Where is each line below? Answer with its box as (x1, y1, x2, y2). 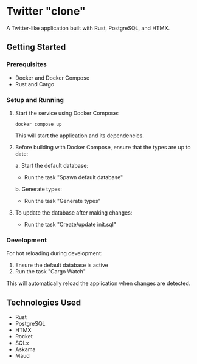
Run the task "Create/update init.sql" (24, 221, 117, 228)
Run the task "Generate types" (24, 197, 102, 204)
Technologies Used (6, 297, 81, 307)
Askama (15, 346, 36, 353)
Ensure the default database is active (15, 261, 108, 269)
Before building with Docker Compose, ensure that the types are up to (15, 143, 191, 151)
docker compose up (15, 121, 62, 127)
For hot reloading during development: (6, 250, 103, 257)
